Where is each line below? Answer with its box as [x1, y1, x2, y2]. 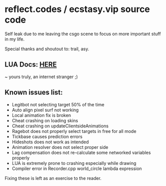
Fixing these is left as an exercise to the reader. [4, 175, 102, 181]
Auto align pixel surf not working [11, 107, 79, 113]
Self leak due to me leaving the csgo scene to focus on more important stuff [4, 31, 161, 37]
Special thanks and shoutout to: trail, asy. [4, 46, 89, 52]
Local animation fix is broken [11, 112, 71, 118]
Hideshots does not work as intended [11, 139, 89, 145]
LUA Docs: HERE [4, 60, 57, 69]
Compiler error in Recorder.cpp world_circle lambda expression [11, 165, 142, 171]
